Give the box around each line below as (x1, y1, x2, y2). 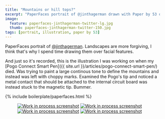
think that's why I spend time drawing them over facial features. (5, 48, 134, 54)
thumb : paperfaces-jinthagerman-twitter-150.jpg (9, 25, 111, 30)
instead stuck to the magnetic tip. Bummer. (5, 84, 92, 90)
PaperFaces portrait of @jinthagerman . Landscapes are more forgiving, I (5, 44, 152, 49)
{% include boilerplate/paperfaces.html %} (5, 94, 92, 99)
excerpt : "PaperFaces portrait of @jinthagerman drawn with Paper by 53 (5, 12, 157, 17)
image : (5, 16, 19, 21)
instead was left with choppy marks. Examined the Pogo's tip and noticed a (5, 74, 157, 79)
